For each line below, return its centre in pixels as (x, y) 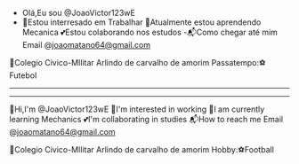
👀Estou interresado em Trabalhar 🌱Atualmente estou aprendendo (141, 22)
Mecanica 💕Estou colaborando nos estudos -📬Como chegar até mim (150, 32)
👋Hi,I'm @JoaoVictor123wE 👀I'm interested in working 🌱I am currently (137, 109)
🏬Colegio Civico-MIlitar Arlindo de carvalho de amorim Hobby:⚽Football (141, 149)
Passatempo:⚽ (238, 62)
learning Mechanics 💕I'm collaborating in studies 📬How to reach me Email (146, 119)
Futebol (23, 75)
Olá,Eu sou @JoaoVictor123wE (78, 13)
